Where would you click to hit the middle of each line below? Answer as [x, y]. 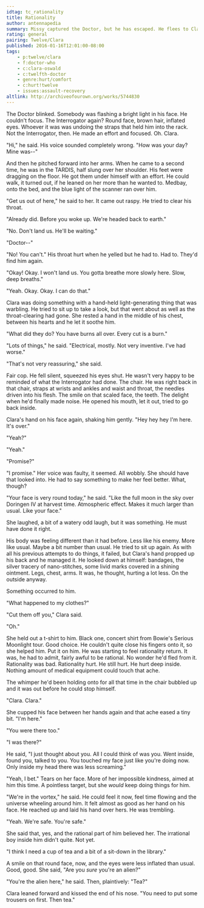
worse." [16, 352]
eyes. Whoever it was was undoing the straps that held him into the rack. [97, 127]
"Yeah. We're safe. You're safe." [46, 821]
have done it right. [29, 528]
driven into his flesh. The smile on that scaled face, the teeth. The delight [98, 395]
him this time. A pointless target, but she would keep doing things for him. [98, 785]
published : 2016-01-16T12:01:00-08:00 [55, 46]
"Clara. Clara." [24, 700]
